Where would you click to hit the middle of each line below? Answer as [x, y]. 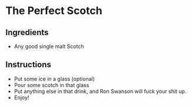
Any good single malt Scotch [49, 46]
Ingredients [27, 32]
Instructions [28, 65]
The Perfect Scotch [54, 11]
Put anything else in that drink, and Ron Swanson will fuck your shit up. [100, 91]
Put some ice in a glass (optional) [54, 79]
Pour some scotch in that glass [52, 85]
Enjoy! [21, 97]
